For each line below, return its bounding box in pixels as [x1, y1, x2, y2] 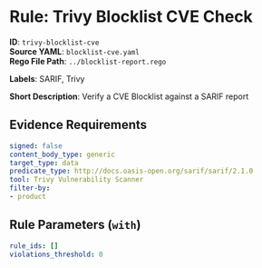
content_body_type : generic [9, 150, 116, 159]
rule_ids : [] [9, 241, 59, 251]
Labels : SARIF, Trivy [9, 73, 85, 84]
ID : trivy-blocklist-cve [9, 36, 100, 47]
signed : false [9, 141, 63, 151]
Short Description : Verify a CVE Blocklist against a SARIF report [9, 91, 249, 102]
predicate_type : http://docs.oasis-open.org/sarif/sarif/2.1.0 [9, 166, 254, 176]
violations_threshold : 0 [9, 250, 103, 259]
